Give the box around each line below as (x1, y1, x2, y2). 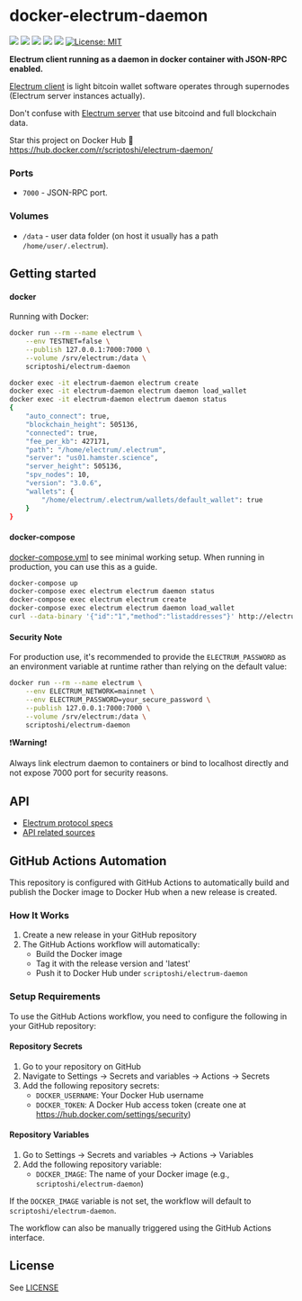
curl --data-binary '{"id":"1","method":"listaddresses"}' (9, 612, 235, 621)
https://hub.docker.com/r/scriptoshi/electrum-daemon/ (9, 144, 213, 155)
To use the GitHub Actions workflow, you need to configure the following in (9, 1010, 288, 1022)
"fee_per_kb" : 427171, (25, 437, 111, 446)
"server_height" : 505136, (25, 462, 123, 471)
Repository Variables (9, 1129, 90, 1140)
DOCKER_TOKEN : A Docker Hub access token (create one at (35, 1099, 246, 1110)
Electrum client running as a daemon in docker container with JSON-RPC (9, 53, 288, 64)
